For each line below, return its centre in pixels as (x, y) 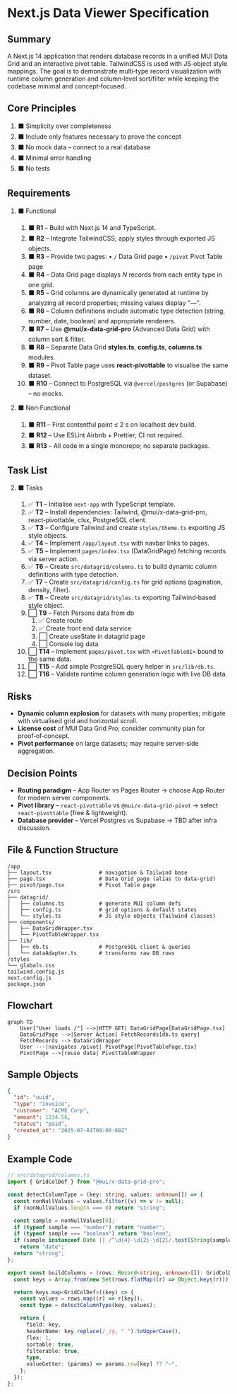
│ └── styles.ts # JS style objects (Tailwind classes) (112, 916)
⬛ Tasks (30, 488)
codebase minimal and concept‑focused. (67, 86)
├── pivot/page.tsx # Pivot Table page (82, 885)
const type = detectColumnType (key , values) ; (88, 1306)
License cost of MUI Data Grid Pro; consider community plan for (111, 728)
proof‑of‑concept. (43, 736)
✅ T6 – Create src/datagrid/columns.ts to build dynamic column (122, 567)
